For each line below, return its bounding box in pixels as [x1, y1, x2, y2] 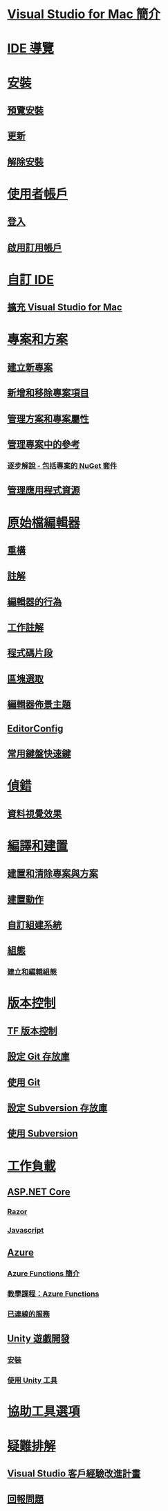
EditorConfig [7, 723, 64, 734]
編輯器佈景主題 [7, 698, 71, 710]
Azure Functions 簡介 [7, 1269, 80, 1278]
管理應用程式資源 [7, 485, 80, 496]
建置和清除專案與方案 [7, 868, 98, 880]
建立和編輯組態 [7, 967, 57, 977]
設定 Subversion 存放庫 [7, 1102, 108, 1114]
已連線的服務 [7, 1310, 50, 1319]
